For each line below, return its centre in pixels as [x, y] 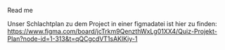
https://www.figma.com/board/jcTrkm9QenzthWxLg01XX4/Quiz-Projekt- [112, 31]
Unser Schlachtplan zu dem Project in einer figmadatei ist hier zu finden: [112, 24]
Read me [20, 10]
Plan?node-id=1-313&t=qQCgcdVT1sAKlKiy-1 [72, 39]
